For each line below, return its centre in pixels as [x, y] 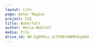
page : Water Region [25, 14]
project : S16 [18, 19]
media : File [17, 32]
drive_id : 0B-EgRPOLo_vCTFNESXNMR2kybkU [47, 37]
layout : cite [18, 10]
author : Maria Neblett [28, 28]
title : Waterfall [23, 23]
